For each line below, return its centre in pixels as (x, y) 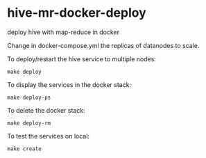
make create (24, 149)
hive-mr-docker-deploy (77, 13)
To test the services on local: (49, 136)
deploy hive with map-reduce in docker (63, 32)
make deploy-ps (29, 97)
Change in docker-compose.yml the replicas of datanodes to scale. (103, 45)
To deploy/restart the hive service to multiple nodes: (81, 59)
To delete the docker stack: (46, 110)
